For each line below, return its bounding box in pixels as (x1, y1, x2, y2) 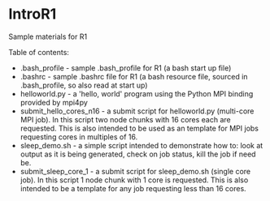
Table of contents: (8, 47, 69, 57)
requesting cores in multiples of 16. (20, 131, 138, 142)
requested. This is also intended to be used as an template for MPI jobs (20, 123, 259, 133)
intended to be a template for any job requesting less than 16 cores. (20, 183, 246, 193)
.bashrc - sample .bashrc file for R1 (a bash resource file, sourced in (20, 71, 248, 81)
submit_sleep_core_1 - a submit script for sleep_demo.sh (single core (20, 166, 250, 176)
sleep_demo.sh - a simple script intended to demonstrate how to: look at (20, 140, 263, 150)
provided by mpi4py (20, 97, 88, 107)
